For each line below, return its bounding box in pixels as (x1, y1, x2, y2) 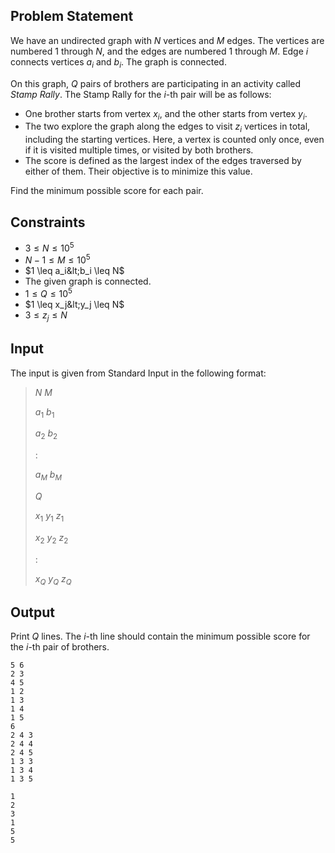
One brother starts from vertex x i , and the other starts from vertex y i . (24, 107, 308, 122)
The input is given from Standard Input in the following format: (10, 367, 267, 379)
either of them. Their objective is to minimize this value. (24, 165, 253, 178)
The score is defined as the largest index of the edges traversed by (24, 155, 302, 167)
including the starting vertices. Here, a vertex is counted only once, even (24, 134, 325, 146)
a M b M (34, 469, 62, 483)
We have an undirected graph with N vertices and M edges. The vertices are (10, 34, 325, 46)
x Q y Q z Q (34, 572, 72, 587)
